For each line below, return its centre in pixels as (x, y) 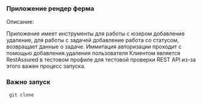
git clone (21, 95)
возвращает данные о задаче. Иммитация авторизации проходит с (94, 46)
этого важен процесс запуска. (46, 66)
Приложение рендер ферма (50, 9)
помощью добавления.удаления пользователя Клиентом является (93, 53)
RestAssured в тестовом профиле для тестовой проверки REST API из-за (101, 60)
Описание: (20, 22)
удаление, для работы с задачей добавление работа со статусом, (93, 40)
